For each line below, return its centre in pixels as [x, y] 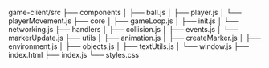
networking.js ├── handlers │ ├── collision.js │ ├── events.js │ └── [124, 29]
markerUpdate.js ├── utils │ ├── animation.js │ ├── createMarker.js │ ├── [134, 38]
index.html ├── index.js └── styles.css [74, 55]
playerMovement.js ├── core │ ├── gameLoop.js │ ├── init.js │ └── [124, 21]
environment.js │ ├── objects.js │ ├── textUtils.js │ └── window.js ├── [128, 46]
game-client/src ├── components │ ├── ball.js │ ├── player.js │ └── [125, 12]
